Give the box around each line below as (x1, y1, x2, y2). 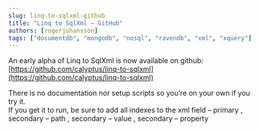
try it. (8, 97, 26, 106)
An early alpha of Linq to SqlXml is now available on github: (8, 56, 204, 65)
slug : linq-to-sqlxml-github (8, 11, 106, 20)
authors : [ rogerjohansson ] (8, 26, 98, 34)
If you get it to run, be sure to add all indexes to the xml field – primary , (8, 105, 243, 115)
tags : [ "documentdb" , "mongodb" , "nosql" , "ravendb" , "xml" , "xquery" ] (8, 34, 253, 42)
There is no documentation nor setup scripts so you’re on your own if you (8, 89, 250, 98)
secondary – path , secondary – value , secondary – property (8, 113, 209, 124)
